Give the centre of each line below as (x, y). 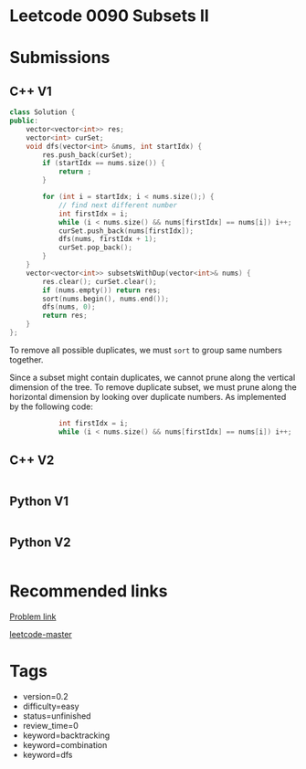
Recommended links (89, 591)
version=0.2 (45, 696)
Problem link (33, 616)
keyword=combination (65, 745)
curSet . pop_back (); (95, 248)
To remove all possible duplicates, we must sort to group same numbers (146, 350)
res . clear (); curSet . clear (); (100, 281)
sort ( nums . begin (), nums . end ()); (106, 299)
